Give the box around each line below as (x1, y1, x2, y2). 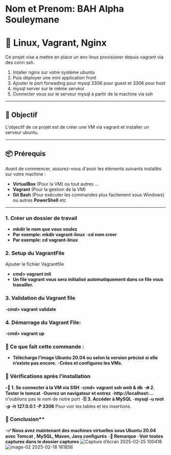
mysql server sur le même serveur (12, 86, 85, 92)
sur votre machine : (5, 171, 46, 177)
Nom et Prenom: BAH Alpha (5, 3, 124, 15)
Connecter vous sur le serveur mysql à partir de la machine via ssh (12, 91, 153, 97)
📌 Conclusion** (5, 416, 45, 423)
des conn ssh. (5, 60, 35, 66)
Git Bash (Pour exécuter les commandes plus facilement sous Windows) (12, 191, 164, 197)
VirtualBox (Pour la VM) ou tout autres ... (12, 181, 99, 187)
